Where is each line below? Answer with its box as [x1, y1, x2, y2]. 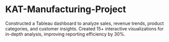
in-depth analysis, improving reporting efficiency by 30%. [5, 31, 125, 37]
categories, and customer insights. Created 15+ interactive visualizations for [5, 25, 164, 31]
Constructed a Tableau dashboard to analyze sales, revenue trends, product [5, 20, 164, 26]
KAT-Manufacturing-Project [5, 4, 126, 15]
